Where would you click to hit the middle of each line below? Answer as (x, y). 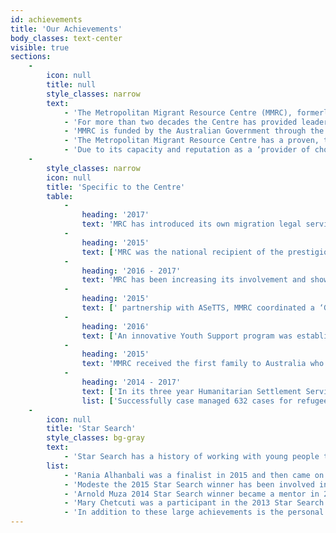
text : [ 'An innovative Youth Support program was (187, 336)
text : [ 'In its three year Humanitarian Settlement (191, 391)
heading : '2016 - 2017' (131, 271)
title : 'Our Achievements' (66, 29)
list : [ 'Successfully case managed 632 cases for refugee (205, 401)
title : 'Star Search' (91, 429)
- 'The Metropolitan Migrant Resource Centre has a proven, (191, 141)
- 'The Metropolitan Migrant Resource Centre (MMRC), (178, 112)
